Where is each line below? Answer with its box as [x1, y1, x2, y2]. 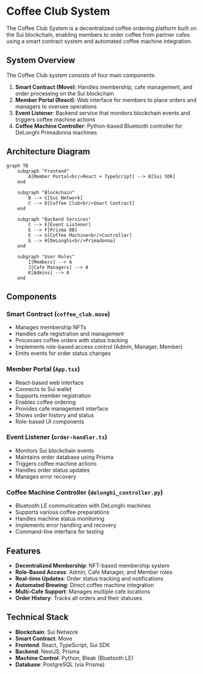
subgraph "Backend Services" [17, 216, 91, 222]
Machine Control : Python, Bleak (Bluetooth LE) [15, 654, 134, 661]
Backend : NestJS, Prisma [15, 648, 80, 655]
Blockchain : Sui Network [15, 628, 78, 636]
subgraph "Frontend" [17, 168, 69, 174]
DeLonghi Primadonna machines [15, 128, 98, 136]
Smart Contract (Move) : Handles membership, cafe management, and [15, 83, 193, 90]
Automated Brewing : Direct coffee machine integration [15, 581, 154, 588]
